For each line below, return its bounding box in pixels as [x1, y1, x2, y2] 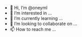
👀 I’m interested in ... [9, 10, 52, 16]
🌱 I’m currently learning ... [9, 15, 63, 21]
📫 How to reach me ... [9, 26, 56, 32]
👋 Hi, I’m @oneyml [9, 5, 48, 10]
